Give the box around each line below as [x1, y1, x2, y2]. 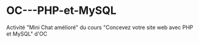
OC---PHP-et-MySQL [6, 4, 117, 18]
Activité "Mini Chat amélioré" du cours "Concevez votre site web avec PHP [6, 24, 194, 31]
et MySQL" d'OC [6, 30, 47, 37]
